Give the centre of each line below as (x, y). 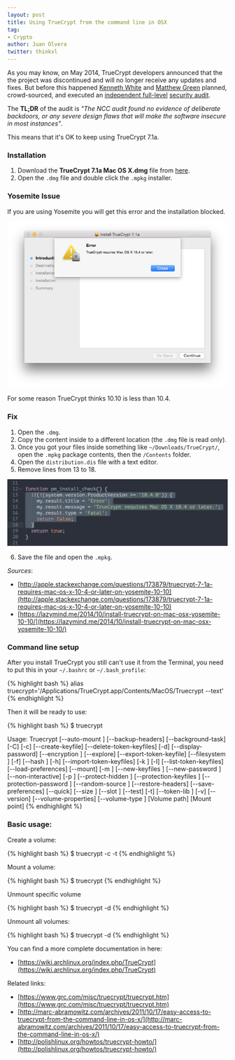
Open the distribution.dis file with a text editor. (88, 462)
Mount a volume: (31, 867)
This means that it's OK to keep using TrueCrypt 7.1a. (83, 137)
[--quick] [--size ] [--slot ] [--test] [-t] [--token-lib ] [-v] (126, 791)
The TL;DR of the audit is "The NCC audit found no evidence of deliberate (114, 108)
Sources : (20, 571)
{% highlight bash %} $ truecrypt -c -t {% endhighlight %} (92, 853)
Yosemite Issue (34, 196)
